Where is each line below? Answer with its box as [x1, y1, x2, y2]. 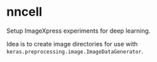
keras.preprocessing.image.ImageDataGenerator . [6, 47, 144, 55]
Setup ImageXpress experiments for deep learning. [6, 27, 151, 35]
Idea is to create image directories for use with [6, 40, 138, 48]
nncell [6, 4, 43, 20]
